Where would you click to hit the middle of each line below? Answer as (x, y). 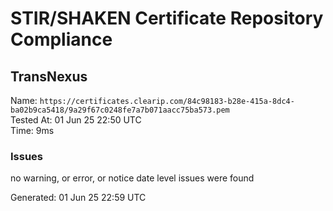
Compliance (61, 39)
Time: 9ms (32, 130)
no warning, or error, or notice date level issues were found (132, 178)
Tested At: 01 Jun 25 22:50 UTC (76, 120)
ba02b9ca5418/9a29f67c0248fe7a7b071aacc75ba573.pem (120, 110)
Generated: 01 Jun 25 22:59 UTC (78, 198)
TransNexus (49, 76)
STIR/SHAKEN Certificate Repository (167, 18)
